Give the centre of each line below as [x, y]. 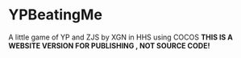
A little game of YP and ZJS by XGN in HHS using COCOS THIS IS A [121, 37]
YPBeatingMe [56, 15]
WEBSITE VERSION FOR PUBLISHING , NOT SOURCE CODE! [109, 45]
